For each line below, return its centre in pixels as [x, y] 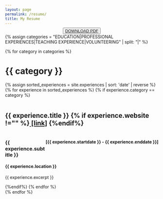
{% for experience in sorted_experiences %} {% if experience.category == [80, 90]
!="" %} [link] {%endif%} [45, 123]
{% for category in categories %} [38, 51]
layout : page [18, 10]
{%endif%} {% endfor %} [31, 187]
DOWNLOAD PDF [82, 31]
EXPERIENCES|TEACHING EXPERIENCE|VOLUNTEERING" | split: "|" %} [77, 42]
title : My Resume [23, 19]
